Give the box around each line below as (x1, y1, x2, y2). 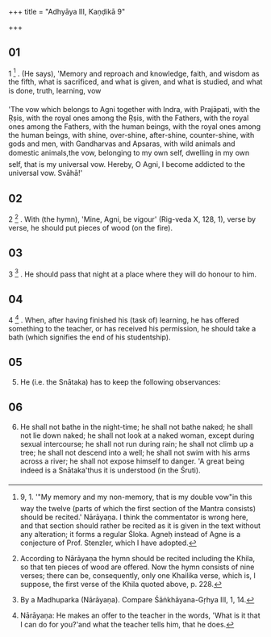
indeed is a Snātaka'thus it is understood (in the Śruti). (19, 465, 201, 475)
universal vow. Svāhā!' (8, 169, 83, 178)
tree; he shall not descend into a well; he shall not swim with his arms (19, 448, 251, 457)
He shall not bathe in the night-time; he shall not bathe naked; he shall (19, 422, 253, 431)
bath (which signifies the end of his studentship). (8, 332, 171, 342)
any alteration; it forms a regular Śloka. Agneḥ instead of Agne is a (19, 529, 241, 539)
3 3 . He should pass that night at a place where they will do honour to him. (8, 268, 256, 279)
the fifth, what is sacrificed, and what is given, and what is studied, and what (8, 77, 263, 87)
